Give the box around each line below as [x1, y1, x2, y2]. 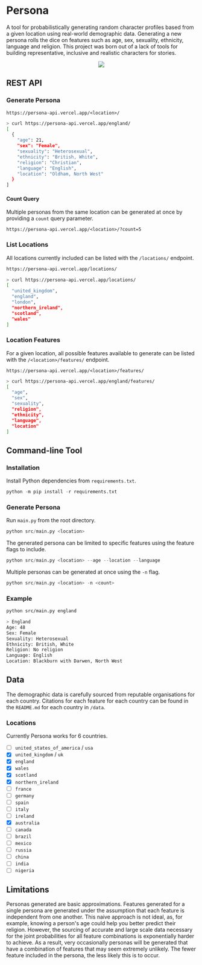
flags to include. [6, 546, 46, 553]
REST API [6, 78, 42, 88]
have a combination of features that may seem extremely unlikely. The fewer [6, 945, 196, 953]
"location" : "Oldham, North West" [17, 171, 104, 177]
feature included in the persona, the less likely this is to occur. [6, 952, 160, 959]
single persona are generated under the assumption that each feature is [6, 907, 185, 914]
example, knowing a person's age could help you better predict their [6, 920, 176, 927]
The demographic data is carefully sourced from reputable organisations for [6, 691, 195, 698]
